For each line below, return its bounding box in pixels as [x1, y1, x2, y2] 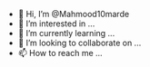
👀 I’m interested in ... [17, 18, 95, 29]
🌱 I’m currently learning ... [17, 28, 115, 38]
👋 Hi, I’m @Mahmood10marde [17, 9, 130, 19]
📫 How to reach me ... [17, 48, 103, 58]
